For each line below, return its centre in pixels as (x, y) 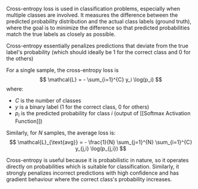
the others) (20, 58)
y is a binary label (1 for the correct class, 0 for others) (82, 107)
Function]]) (29, 121)
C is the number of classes (48, 100)
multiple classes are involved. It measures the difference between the (92, 15)
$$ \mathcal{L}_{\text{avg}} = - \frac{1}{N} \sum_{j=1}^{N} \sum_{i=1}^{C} (101, 142)
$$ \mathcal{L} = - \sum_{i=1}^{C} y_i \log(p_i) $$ (101, 79)
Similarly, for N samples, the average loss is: (61, 133)
